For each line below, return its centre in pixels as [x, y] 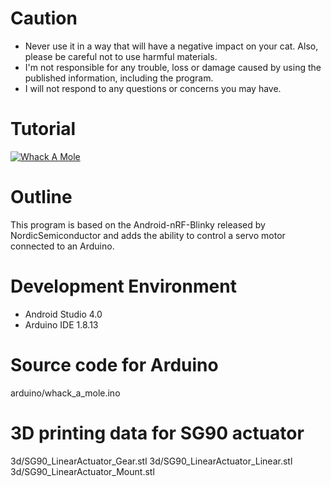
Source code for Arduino [114, 364]
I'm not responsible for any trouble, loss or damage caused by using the [173, 67]
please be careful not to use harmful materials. [121, 56]
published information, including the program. [119, 78]
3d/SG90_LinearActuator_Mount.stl [82, 471]
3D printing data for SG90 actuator [157, 433]
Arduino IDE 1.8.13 [61, 324]
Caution [44, 18]
